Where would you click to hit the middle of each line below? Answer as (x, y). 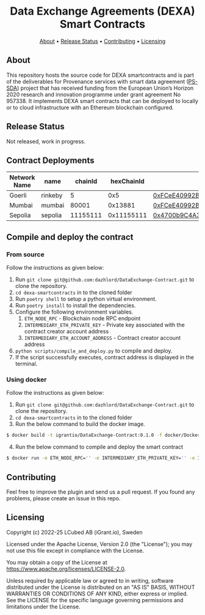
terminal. (26, 364)
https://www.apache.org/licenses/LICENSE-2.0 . (66, 569)
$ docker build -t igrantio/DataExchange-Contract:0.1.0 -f (85, 435)
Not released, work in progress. (46, 141)
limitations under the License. (43, 606)
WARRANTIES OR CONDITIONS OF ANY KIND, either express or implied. (97, 594)
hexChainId (128, 181)
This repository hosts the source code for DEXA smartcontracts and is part (100, 75)
